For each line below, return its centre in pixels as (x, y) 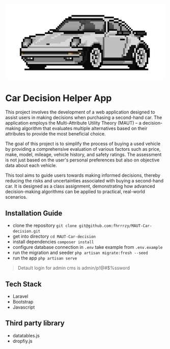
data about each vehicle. (31, 166)
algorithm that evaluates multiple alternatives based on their (84, 128)
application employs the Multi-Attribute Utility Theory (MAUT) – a (73, 123)
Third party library (35, 323)
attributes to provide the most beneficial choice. (55, 134)
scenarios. (16, 197)
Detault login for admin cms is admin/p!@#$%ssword (74, 268)
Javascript (24, 307)
